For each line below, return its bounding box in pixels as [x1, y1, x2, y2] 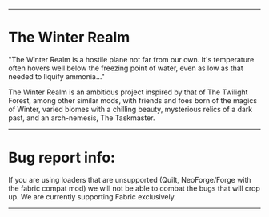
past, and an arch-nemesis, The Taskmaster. [8, 113, 155, 123]
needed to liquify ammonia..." [8, 71, 106, 81]
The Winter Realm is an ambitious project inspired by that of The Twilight [8, 87, 248, 97]
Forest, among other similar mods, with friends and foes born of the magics [8, 95, 258, 105]
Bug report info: [8, 149, 116, 167]
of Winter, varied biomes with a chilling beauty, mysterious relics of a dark [8, 104, 253, 114]
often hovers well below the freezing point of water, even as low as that [8, 63, 244, 73]
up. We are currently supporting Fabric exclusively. [8, 191, 176, 201]
